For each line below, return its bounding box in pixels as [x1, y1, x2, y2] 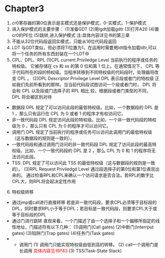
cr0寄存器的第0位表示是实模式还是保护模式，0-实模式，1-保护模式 [11, 20, 147, 26]
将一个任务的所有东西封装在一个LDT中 [11, 50, 90, 57]
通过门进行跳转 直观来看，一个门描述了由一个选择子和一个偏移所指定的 [11, 218, 156, 223]
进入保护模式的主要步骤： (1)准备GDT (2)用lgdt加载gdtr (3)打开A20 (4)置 [11, 26, 160, 32]
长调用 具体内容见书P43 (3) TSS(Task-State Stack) [19, 248, 122, 254]
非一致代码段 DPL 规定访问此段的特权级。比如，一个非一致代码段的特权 [11, 116, 157, 122]
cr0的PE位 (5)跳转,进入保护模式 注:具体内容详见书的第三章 [11, 32, 130, 38]
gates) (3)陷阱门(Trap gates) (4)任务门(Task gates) [11, 230, 115, 236]
